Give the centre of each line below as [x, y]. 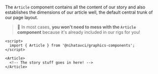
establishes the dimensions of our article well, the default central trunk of [79, 12]
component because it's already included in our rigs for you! [79, 32]
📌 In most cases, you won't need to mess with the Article [77, 27]
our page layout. [22, 17]
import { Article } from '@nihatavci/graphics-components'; [72, 46]
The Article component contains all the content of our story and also [75, 7]
